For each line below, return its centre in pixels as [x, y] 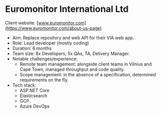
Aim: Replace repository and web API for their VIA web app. [73, 38]
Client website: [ [22, 23]
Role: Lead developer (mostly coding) [51, 43]
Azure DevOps [34, 106]
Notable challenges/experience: [45, 58]
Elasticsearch [33, 96]
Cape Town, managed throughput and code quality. [72, 69]
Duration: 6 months [32, 48]
